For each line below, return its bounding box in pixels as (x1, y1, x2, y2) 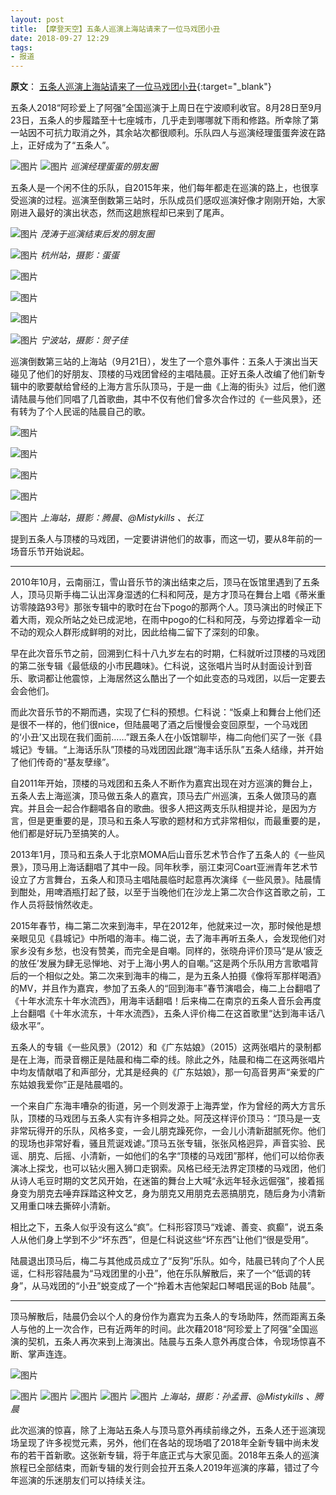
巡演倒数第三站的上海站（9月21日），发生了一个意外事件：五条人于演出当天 (10, 356, 318, 368)
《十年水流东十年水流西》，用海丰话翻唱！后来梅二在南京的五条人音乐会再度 (10, 995, 322, 1007)
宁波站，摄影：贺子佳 (39, 334, 128, 346)
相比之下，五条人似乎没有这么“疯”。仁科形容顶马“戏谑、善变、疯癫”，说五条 (10, 1221, 324, 1233)
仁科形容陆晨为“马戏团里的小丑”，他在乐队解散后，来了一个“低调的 (27, 1267, 303, 1280)
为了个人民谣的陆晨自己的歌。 (27, 406, 151, 418)
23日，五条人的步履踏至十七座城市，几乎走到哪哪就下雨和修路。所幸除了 (10, 114, 311, 126)
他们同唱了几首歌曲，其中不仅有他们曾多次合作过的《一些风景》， (44, 393, 313, 405)
